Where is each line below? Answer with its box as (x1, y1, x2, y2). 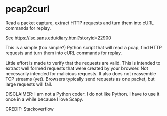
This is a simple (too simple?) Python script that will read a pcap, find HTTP (5, 44, 162, 50)
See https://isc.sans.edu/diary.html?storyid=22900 (5, 35, 111, 41)
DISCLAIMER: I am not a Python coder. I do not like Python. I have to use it (5, 91, 160, 97)
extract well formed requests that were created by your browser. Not (5, 65, 148, 71)
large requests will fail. (5, 81, 52, 87)
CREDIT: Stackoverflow (5, 106, 54, 112)
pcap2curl (5, 3, 50, 15)
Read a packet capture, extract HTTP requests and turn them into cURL (5, 20, 154, 26)
